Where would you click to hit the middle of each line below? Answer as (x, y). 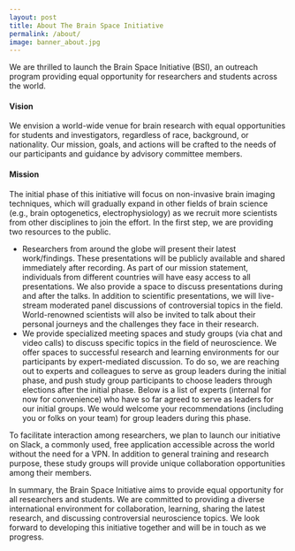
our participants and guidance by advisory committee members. (126, 154)
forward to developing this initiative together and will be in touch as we (138, 527)
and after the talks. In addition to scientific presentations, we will (139, 295)
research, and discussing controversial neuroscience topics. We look (135, 517)
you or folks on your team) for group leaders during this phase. (136, 417)
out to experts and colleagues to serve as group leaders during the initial (154, 371)
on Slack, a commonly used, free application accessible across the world (142, 444)
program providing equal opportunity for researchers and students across (144, 77)
